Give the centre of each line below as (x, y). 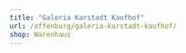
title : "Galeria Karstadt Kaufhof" (77, 18)
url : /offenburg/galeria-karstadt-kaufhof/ (93, 26)
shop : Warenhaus (40, 34)
